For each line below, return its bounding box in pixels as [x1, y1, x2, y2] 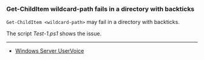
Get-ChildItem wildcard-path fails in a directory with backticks [6, 5, 195, 13]
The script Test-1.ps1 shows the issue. [6, 30, 102, 37]
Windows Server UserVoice [15, 47, 84, 55]
